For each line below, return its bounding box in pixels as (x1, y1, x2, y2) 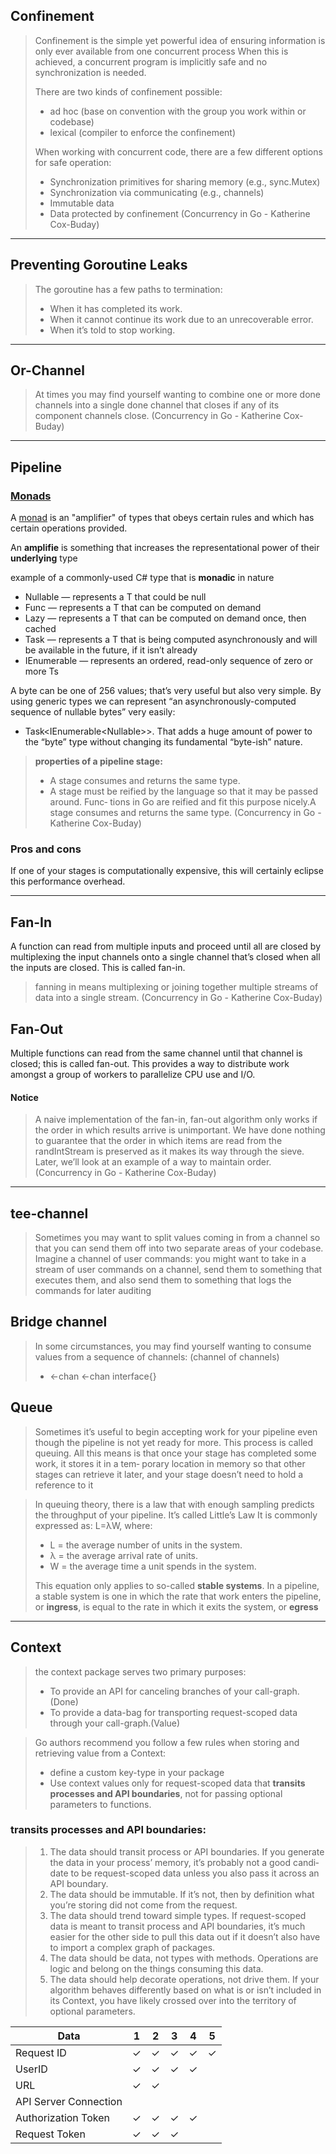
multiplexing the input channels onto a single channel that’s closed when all (10, 951, 321, 963)
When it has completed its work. (49, 302, 183, 314)
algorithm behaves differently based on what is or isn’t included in (49, 1984, 322, 1996)
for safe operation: (34, 156, 112, 168)
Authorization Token (15, 2110, 110, 2124)
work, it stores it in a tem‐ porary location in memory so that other (34, 1457, 306, 1469)
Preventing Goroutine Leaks (10, 257, 188, 274)
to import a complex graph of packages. (49, 1941, 216, 1953)
